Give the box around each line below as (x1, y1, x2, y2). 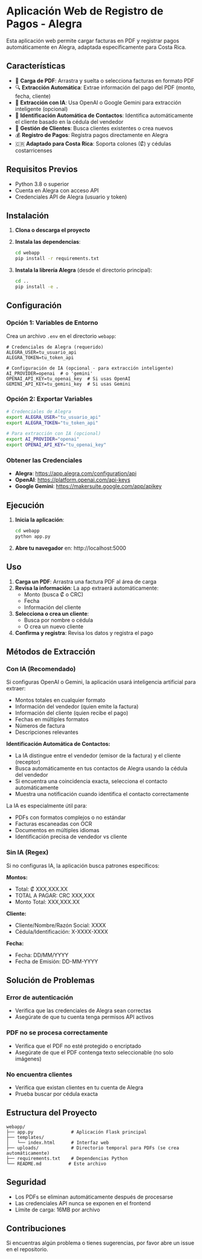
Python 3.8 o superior (14, 180, 69, 188)
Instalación (6, 210, 49, 221)
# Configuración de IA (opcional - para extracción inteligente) (6, 365, 174, 371)
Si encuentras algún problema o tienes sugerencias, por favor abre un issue (6, 1239, 195, 1247)
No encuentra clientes (6, 1070, 73, 1079)
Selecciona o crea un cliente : (14, 610, 89, 617)
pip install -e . (14, 284, 59, 290)
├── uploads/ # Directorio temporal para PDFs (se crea (6, 1145, 180, 1151)
